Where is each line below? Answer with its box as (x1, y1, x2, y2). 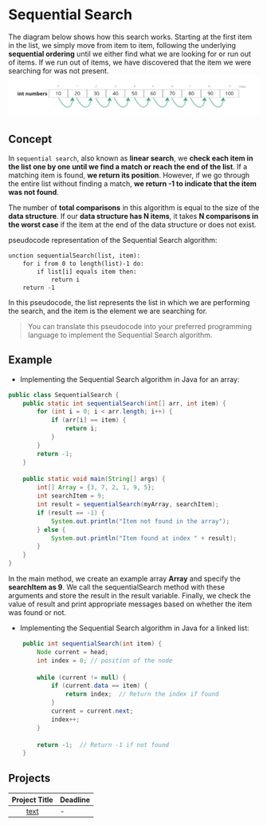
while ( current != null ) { (37, 673, 127, 681)
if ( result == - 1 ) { (37, 509, 105, 517)
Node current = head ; (37, 648, 109, 656)
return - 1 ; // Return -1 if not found (37, 741, 170, 749)
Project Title (11, 795, 53, 804)
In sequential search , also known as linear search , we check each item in (8, 153, 253, 163)
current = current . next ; (50, 707, 134, 716)
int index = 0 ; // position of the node (37, 657, 173, 665)
